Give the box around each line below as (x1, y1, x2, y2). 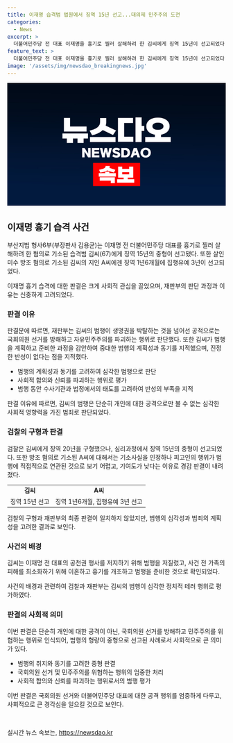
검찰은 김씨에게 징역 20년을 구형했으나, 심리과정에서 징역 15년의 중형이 (7, 444, 199, 453)
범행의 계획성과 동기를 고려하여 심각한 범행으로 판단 (17, 367, 157, 376)
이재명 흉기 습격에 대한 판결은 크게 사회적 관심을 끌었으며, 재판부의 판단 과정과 (7, 282, 218, 290)
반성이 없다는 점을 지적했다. (14, 353, 89, 361)
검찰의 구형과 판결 (7, 427, 64, 437)
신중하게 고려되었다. (19, 290, 74, 299)
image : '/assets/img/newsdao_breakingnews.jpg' (7, 62, 148, 69)
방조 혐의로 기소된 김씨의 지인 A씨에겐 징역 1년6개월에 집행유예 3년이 (19, 258, 207, 267)
